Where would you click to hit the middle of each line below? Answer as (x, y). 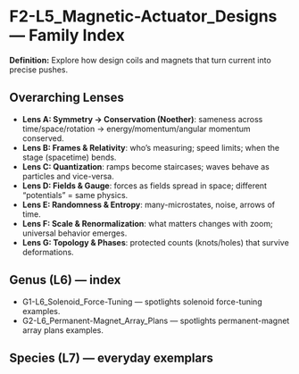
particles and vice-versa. (68, 176)
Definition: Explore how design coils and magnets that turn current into (141, 60)
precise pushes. (39, 70)
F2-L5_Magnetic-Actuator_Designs (143, 17)
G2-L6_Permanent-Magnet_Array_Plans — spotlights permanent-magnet (156, 320)
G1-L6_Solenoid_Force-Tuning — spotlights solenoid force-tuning (142, 302)
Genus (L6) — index (65, 280)
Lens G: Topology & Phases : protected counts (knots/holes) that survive (156, 242)
